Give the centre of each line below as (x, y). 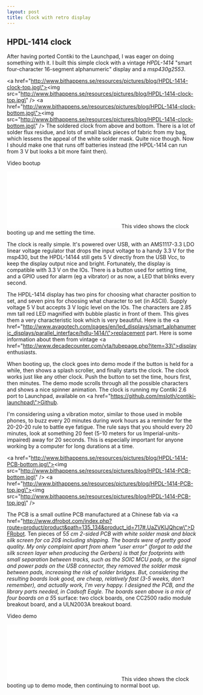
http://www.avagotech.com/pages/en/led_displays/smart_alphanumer (109, 327)
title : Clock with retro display (49, 18)
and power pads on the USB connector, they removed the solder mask (94, 566)
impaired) (19, 440)
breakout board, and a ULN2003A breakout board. (69, 604)
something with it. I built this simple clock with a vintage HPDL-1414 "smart (99, 63)
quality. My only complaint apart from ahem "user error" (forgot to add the (100, 546)
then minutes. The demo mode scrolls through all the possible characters (98, 383)
